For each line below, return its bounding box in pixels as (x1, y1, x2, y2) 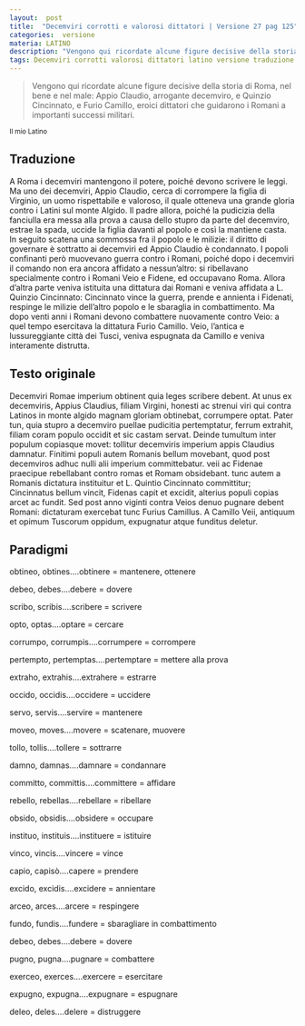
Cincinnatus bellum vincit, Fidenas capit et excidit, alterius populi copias (9, 487, 280, 498)
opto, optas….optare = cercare (9, 619, 124, 630)
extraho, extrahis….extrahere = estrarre (9, 672, 157, 682)
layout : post (9, 13, 64, 23)
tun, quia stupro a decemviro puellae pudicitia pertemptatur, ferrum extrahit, (9, 419, 293, 430)
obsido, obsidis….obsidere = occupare (9, 812, 154, 823)
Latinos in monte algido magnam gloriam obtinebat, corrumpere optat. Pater (9, 410, 293, 421)
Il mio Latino (9, 127, 48, 136)
